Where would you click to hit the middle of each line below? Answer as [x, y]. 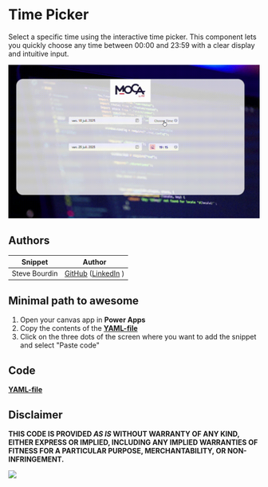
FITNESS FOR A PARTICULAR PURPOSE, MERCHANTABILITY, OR [117, 451]
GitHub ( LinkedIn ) [95, 273]
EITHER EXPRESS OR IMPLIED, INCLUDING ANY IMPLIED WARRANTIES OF [133, 442]
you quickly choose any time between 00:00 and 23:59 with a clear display [132, 45]
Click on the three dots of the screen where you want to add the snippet [138, 337]
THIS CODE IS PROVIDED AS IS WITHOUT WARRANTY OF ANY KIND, [124, 434]
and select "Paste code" [59, 345]
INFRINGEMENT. [36, 459]
